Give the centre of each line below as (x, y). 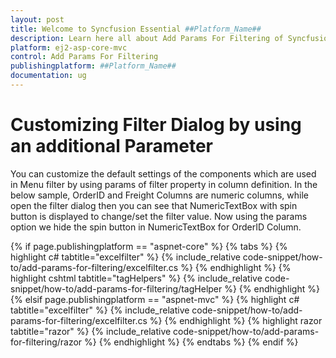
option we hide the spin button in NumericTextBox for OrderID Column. (156, 227)
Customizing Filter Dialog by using (156, 125)
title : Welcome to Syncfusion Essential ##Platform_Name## (136, 29)
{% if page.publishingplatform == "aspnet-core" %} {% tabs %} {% (149, 246)
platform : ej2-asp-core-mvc (69, 47)
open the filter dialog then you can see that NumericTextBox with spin (154, 205)
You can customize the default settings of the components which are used (163, 173)
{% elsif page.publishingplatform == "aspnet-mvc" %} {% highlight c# (155, 299)
